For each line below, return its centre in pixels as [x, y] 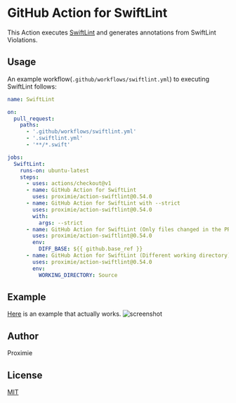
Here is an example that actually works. [64, 314]
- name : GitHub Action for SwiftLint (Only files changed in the [123, 229]
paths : [29, 125]
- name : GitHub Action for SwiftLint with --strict [103, 203]
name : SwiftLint [31, 99]
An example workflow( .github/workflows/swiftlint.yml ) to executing [108, 79]
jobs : [15, 157]
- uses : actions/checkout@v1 [68, 184]
